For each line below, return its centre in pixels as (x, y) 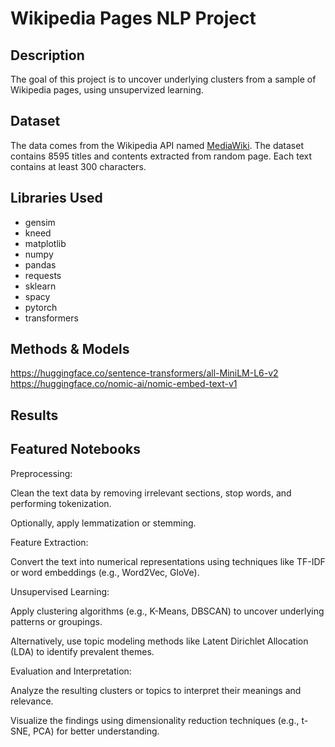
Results (34, 415)
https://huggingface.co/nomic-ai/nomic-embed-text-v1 (124, 384)
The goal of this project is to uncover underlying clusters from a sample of (163, 79)
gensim (40, 222)
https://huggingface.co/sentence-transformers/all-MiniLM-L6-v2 (144, 373)
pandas (40, 264)
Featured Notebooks (75, 449)
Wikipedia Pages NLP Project (133, 18)
